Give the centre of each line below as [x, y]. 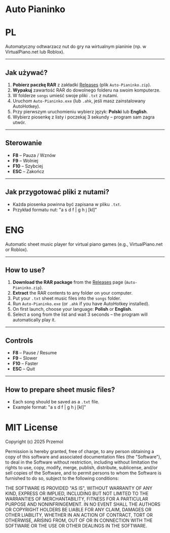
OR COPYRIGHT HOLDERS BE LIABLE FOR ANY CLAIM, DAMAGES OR [78, 509]
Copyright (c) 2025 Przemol [34, 441]
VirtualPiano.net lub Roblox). [35, 52]
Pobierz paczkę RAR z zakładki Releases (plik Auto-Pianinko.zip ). [82, 85]
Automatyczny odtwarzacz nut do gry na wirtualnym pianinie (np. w [76, 47]
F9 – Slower [25, 358]
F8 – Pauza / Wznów [34, 155]
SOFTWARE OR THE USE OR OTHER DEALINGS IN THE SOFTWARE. [76, 525]
